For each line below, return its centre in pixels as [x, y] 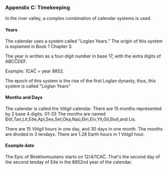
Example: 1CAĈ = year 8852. [35, 71]
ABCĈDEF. [16, 61]
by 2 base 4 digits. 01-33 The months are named [56, 113]
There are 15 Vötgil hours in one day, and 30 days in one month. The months [84, 128]
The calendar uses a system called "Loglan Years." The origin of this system [84, 41]
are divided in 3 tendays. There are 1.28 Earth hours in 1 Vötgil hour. [75, 134]
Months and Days [24, 97]
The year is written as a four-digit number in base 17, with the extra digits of [83, 56]
